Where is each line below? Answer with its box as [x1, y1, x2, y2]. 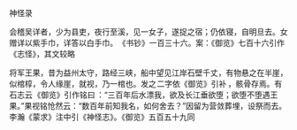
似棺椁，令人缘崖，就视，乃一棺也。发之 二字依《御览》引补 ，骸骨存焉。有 [9, 79, 283, 88]
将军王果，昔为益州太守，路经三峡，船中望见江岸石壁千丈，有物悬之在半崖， [9, 67, 288, 78]
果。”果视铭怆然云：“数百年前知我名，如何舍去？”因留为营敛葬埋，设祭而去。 [9, 101, 287, 111]
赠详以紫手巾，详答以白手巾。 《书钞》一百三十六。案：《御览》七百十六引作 [9, 38, 286, 48]
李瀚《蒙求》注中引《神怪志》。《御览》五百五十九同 [9, 111, 195, 122]
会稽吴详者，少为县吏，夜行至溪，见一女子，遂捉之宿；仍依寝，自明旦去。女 [9, 27, 288, 37]
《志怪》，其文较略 [9, 49, 75, 59]
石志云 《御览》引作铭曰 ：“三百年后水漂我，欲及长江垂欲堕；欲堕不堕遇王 [9, 89, 278, 100]
